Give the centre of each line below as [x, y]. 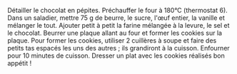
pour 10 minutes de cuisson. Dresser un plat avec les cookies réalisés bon [116, 55]
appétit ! [20, 63]
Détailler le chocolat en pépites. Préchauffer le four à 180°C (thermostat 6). [118, 10]
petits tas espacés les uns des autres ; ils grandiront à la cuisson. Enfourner [118, 48]
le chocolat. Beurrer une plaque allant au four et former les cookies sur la [115, 33]
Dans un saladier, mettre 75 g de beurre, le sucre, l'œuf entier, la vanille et [116, 18]
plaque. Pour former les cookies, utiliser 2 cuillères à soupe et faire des [112, 41]
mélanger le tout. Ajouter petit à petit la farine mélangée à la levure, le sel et [118, 25]
